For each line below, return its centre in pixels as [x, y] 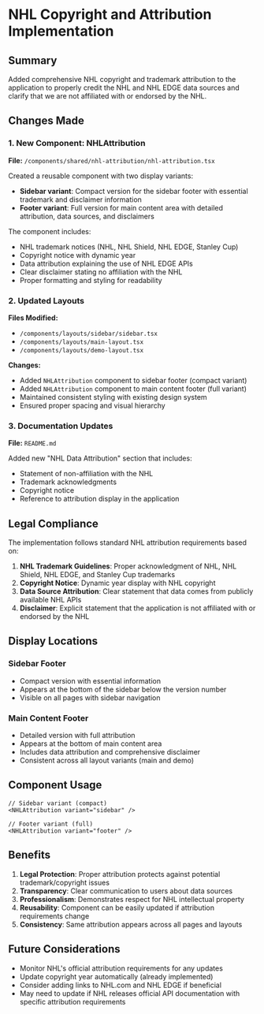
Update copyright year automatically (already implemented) [116, 976]
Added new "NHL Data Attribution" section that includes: [100, 458]
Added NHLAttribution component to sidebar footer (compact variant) [133, 380]
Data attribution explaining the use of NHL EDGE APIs [106, 263]
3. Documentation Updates [61, 426]
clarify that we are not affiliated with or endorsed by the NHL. [108, 96]
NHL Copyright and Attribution [110, 15]
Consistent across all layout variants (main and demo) [107, 760]
